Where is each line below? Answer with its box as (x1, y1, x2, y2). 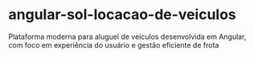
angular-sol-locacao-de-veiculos (8, 6, 237, 24)
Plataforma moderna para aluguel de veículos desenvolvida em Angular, (8, 32, 247, 41)
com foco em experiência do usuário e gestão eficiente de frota (8, 40, 219, 49)
